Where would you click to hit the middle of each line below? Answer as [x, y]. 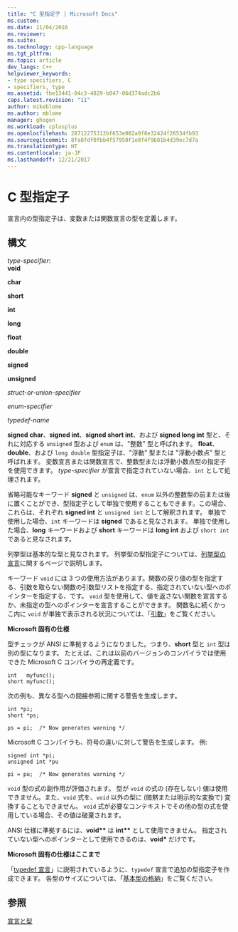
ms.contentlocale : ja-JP [44, 153]
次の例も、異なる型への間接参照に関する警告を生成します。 [94, 695]
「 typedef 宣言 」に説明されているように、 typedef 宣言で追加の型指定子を [115, 869]
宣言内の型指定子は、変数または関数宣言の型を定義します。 [94, 218]
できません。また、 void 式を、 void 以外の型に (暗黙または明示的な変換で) [115, 797]
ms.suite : [22, 41]
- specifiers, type [36, 87]
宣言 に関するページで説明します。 [57, 563]
